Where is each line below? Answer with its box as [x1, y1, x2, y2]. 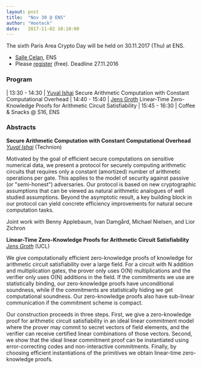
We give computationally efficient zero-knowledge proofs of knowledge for [6, 254, 193, 261]
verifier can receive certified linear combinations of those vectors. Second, [6, 330, 193, 337]
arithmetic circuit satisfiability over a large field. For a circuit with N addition [6, 260, 194, 268]
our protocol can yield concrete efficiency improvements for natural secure [6, 200, 193, 207]
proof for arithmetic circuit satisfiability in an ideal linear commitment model [6, 317, 194, 324]
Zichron [6, 224, 26, 232]
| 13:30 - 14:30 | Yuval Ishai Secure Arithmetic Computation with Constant [6, 89, 189, 96]
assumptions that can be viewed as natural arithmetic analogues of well [6, 187, 185, 194]
